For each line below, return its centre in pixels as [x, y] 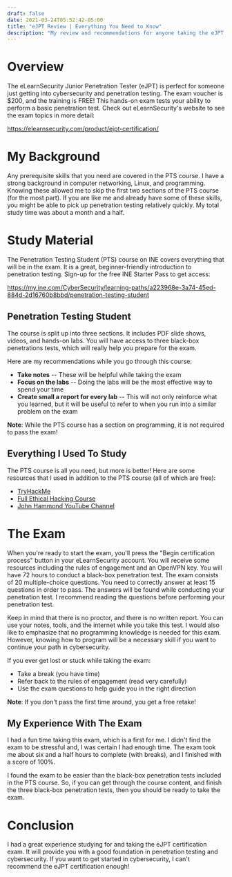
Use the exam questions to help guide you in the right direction [107, 688]
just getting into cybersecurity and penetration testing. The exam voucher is [115, 93]
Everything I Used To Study [67, 454]
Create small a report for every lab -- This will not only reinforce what [117, 396]
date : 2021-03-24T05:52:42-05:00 [55, 20]
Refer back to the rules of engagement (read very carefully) [102, 681]
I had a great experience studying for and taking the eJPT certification [107, 845]
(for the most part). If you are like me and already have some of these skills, [115, 198]
